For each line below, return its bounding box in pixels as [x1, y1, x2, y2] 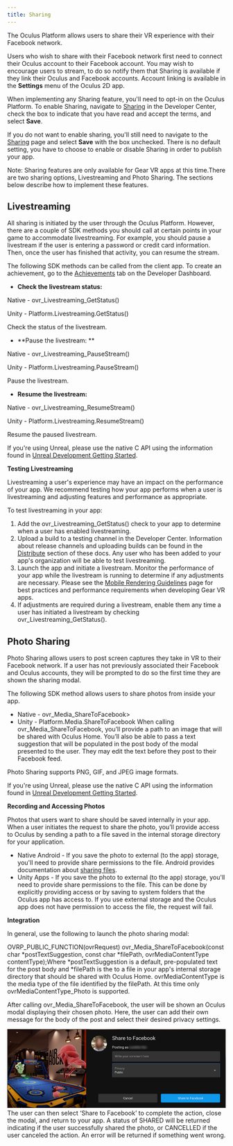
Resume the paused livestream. [7, 431, 97, 439]
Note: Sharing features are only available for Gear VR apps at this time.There [7, 166, 226, 174]
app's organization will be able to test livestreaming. [17, 557, 166, 565]
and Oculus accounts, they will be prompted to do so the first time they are [7, 669, 221, 677]
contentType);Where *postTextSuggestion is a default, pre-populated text [7, 957, 218, 966]
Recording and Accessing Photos [7, 802, 105, 810]
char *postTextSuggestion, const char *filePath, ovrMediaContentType [7, 950, 209, 959]
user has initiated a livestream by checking [17, 608, 140, 616]
